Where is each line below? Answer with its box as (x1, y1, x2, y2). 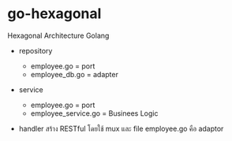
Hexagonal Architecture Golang (7, 31, 110, 40)
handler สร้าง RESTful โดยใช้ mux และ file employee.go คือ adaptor (18, 124, 224, 133)
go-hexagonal (7, 5, 102, 23)
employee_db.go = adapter (30, 69, 119, 79)
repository (18, 46, 53, 55)
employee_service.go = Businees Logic (30, 108, 159, 118)
